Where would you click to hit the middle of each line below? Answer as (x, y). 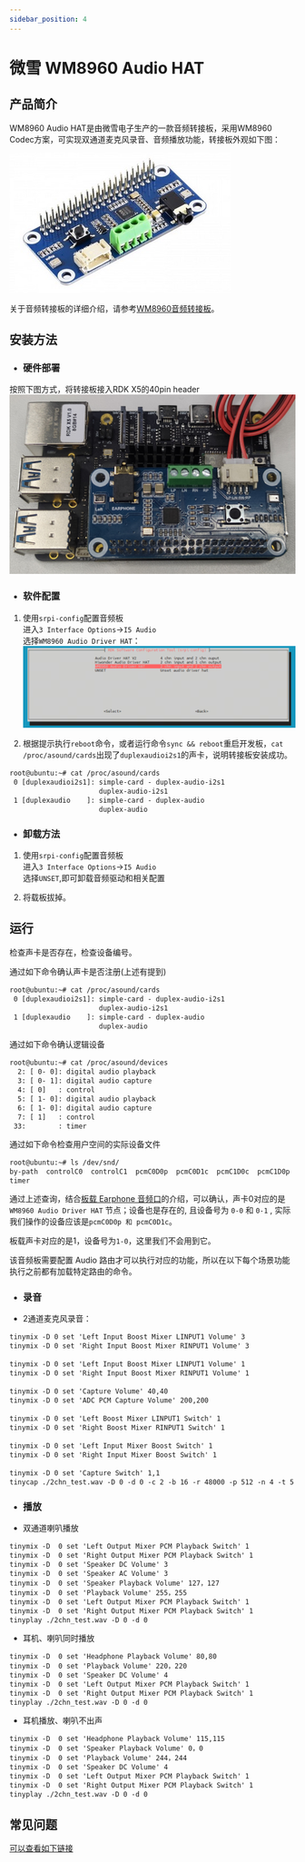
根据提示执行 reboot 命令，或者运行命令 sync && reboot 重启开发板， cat (153, 743)
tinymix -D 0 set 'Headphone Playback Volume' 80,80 (113, 1657)
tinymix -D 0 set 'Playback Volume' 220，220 (98, 1667)
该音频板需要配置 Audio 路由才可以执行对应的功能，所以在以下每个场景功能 (150, 1260)
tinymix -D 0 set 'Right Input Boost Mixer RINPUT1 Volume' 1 (129, 1373)
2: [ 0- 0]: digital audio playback (87, 1072)
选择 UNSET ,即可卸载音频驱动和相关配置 (93, 877)
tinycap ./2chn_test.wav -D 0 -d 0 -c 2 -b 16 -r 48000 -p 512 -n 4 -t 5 (152, 1482)
